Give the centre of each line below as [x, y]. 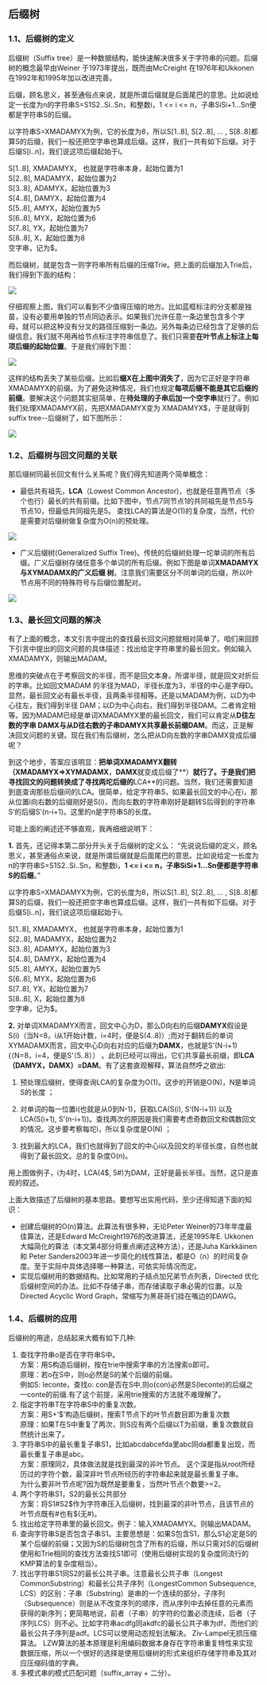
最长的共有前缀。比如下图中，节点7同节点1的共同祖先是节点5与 [151, 500]
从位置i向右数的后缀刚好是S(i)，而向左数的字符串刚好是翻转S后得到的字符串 [132, 802]
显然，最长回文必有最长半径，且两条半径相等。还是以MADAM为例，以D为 [129, 695]
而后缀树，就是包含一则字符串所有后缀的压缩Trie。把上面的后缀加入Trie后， [132, 264]
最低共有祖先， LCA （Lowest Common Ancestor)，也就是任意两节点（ [134, 491]
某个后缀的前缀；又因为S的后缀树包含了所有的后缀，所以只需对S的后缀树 [139, 1543]
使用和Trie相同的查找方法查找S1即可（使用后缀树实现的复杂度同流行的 [134, 1553]
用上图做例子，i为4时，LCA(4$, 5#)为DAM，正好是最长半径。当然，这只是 [130, 1173]
